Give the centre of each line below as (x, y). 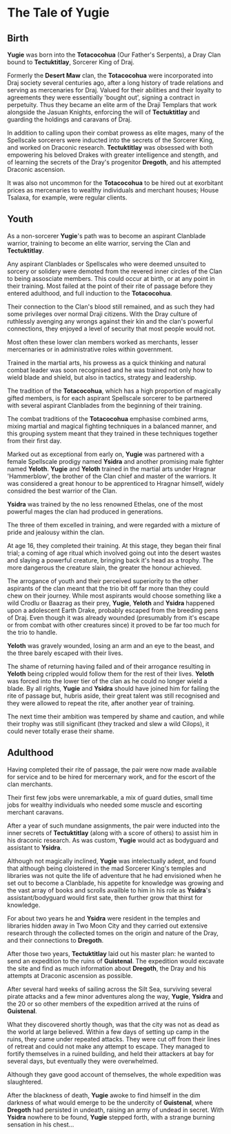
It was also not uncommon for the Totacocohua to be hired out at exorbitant (115, 183)
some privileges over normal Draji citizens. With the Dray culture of (102, 314)
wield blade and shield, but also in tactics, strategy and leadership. (102, 377)
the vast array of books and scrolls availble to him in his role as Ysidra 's (109, 890)
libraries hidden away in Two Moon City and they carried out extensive (108, 926)
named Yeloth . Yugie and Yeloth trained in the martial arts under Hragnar (112, 469)
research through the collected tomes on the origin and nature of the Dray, (113, 932)
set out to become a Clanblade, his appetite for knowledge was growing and (115, 883)
